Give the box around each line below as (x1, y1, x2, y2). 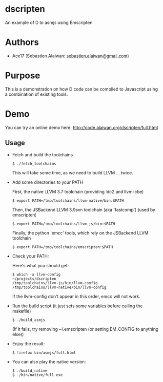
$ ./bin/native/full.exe (12, 372, 63, 377)
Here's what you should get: (12, 262, 69, 268)
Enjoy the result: (12, 340, 45, 346)
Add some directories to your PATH (12, 179, 83, 185)
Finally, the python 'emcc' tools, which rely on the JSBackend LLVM (12, 230, 149, 235)
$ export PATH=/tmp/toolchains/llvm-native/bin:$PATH (12, 198, 124, 203)
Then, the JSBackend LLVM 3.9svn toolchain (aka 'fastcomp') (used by (12, 207, 155, 212)
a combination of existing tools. (5, 91, 68, 97)
